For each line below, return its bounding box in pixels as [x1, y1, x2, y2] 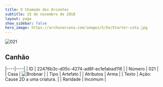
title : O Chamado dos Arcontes [5, 7, 69, 12]
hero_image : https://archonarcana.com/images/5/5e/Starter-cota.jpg [5, 25, 148, 30]
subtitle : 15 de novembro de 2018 [5, 12, 76, 17]
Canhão [5, 53, 29, 61]
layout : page [5, 16, 32, 21]
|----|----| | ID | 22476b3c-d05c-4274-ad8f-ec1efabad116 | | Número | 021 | [5, 65, 159, 71]
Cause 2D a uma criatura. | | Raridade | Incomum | [5, 76, 106, 82]
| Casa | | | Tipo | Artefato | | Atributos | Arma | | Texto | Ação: [5, 71, 151, 77]
